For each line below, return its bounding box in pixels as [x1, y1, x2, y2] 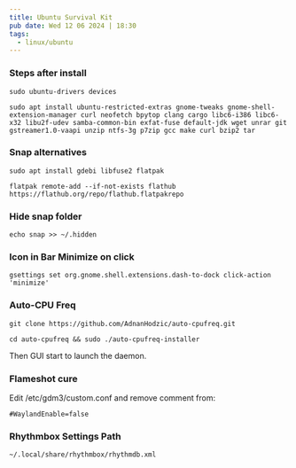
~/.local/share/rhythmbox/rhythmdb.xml [9, 450, 157, 459]
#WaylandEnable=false [9, 409, 90, 419]
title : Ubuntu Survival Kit [9, 12, 113, 22]
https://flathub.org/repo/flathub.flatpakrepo [9, 190, 184, 199]
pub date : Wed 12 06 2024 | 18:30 [9, 21, 137, 30]
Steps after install [9, 67, 87, 80]
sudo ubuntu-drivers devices [9, 87, 117, 96]
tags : [9, 29, 29, 38]
